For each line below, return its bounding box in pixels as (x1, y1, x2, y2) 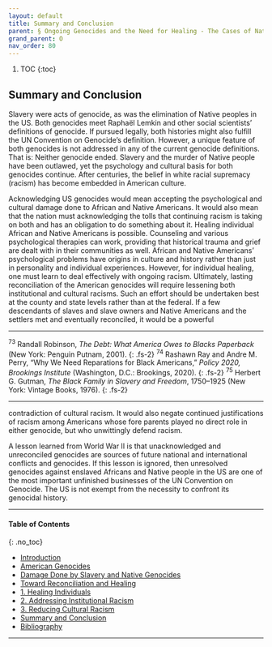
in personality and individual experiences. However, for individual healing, (8, 263, 254, 272)
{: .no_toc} (8, 537, 43, 547)
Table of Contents (8, 519, 70, 529)
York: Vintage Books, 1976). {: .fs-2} (8, 384, 128, 394)
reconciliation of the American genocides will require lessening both (8, 280, 236, 289)
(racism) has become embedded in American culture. (8, 178, 186, 187)
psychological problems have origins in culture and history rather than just (8, 254, 257, 264)
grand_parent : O (8, 34, 63, 43)
